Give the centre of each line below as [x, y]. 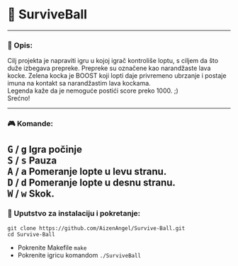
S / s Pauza [32, 160]
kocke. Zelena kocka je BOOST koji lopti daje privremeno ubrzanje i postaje [117, 76]
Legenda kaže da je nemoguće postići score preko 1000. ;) [93, 91]
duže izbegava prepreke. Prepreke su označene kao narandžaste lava [109, 68]
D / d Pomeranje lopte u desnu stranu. [91, 182]
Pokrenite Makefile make [52, 248]
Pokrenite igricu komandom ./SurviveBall [79, 255]
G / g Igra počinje [45, 149]
